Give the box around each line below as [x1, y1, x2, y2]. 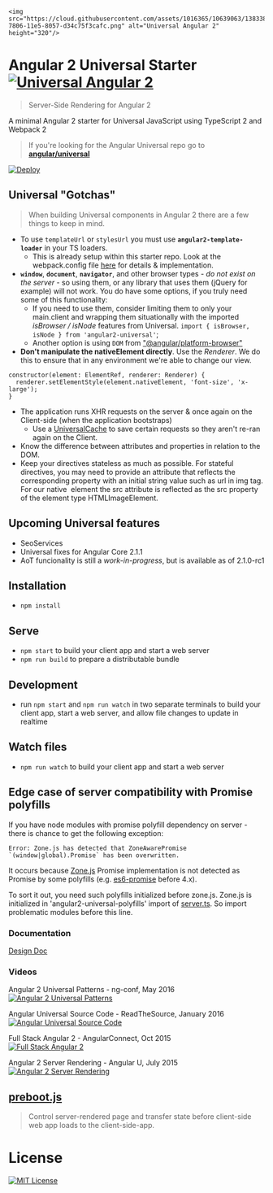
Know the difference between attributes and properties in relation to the [19, 441, 261, 451]
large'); [8, 385, 38, 394]
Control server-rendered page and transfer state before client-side [28, 1112, 252, 1121]
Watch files [8, 740, 67, 754]
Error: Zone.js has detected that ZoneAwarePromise [8, 844, 187, 852]
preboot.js [8, 1090, 63, 1104]
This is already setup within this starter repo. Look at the [32, 251, 222, 261]
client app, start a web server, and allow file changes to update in [19, 708, 239, 717]
